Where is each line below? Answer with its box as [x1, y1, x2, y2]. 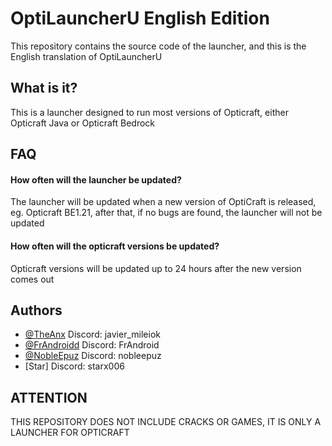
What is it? [10, 80, 78, 97]
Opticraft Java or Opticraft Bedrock [10, 117, 156, 129]
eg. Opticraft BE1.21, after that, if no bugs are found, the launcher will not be [10, 207, 323, 219]
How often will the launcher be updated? [10, 173, 182, 186]
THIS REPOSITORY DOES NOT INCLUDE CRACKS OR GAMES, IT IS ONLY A [10, 416, 322, 428]
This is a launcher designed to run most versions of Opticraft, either [10, 106, 289, 118]
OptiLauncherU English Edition [10, 7, 270, 30]
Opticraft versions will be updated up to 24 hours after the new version [10, 262, 302, 274]
